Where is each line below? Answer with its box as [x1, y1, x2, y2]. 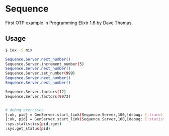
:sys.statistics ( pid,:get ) [5, 121, 62, 126]
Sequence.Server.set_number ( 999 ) [5, 71, 75, 76]
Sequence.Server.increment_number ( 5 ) [5, 61, 84, 66]
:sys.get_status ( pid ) [5, 126, 51, 131]
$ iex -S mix [5, 47, 33, 53]
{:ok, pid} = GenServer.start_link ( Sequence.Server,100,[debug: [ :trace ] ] [5, 112, 165, 117]
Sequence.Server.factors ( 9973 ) [5, 94, 71, 99]
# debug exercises [5, 107, 44, 112]
